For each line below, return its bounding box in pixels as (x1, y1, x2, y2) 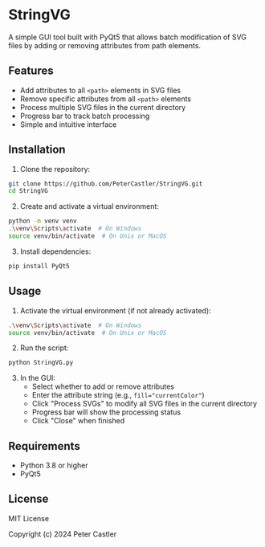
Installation (8, 143, 66, 157)
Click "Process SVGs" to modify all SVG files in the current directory (31, 399, 258, 409)
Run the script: (19, 343, 69, 353)
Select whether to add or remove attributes (31, 382, 175, 391)
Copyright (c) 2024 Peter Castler (8, 529, 117, 539)
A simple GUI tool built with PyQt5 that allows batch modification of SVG (8, 32, 247, 42)
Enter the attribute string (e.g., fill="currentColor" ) (31, 390, 205, 400)
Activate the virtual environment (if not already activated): (19, 305, 211, 315)
